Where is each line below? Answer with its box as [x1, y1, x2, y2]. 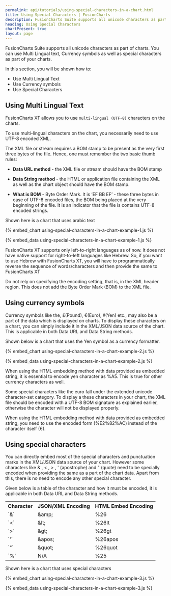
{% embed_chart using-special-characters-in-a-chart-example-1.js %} [5, 227, 154, 233]
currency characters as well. [5, 378, 65, 385]
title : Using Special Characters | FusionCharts [5, 12, 110, 17]
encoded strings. [12, 207, 48, 213]
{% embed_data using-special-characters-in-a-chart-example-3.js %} [5, 585, 153, 591]
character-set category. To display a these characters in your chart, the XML [5, 394, 166, 400]
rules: [5, 156, 17, 162]
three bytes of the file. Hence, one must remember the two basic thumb [5, 151, 156, 157]
